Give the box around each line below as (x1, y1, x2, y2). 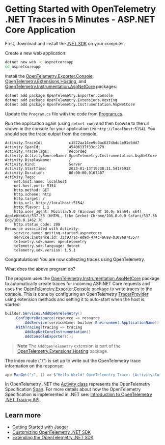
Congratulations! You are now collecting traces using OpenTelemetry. (5, 256, 145, 262)
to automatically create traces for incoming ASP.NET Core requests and (5, 281, 150, 287)
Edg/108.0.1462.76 (5, 218, 43, 223)
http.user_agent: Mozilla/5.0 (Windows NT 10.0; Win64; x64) (14, 209, 141, 214)
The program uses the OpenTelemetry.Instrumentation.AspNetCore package (5, 276, 160, 281)
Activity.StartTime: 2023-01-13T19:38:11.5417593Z (5, 166, 131, 171)
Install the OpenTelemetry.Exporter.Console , (5, 73, 94, 79)
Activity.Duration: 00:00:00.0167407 (5, 170, 105, 175)
